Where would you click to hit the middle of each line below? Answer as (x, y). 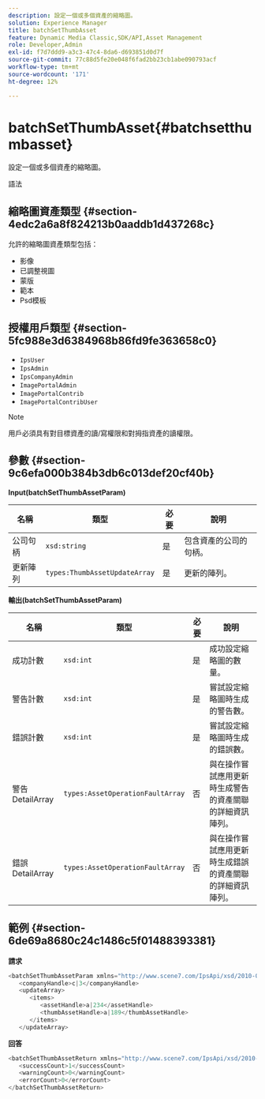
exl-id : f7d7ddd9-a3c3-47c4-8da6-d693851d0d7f (86, 52)
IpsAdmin (34, 369)
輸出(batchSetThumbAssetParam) (65, 600)
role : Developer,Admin (45, 45)
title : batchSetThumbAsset (52, 30)
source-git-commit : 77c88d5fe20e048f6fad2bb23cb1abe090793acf (112, 60)
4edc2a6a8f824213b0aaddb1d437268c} (111, 224)
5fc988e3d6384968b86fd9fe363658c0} (112, 341)
